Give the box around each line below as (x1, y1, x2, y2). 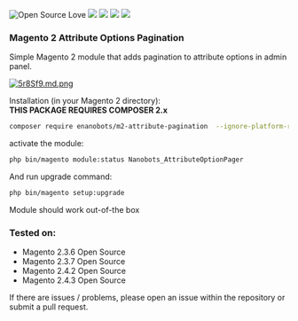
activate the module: (9, 138, 84, 149)
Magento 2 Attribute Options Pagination (9, 31, 184, 43)
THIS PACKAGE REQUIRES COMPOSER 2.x (9, 105, 169, 115)
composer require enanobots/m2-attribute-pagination (9, 122, 208, 131)
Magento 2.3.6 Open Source (21, 247, 126, 257)
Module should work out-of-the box (9, 204, 140, 215)
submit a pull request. (9, 301, 89, 312)
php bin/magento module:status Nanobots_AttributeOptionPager (9, 155, 244, 164)
